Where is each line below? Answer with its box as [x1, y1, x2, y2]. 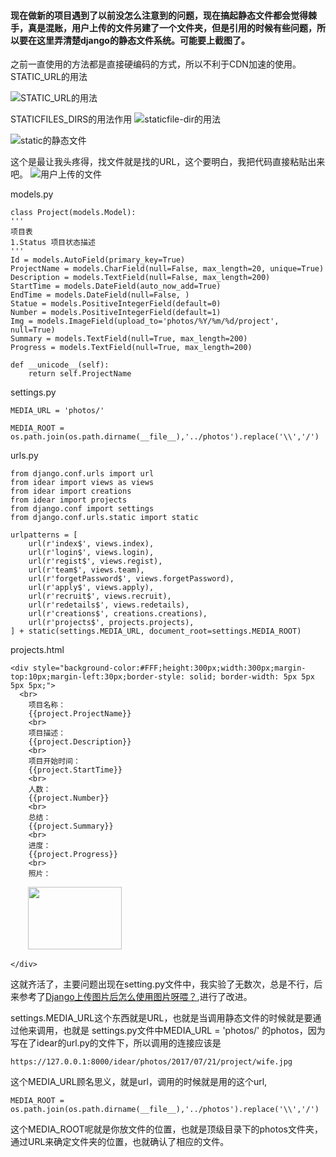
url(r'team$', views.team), [28, 565, 145, 575]
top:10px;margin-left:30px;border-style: [10, 672, 186, 682]
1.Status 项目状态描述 [10, 238, 96, 248]
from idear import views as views [10, 478, 155, 488]
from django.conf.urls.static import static [10, 513, 199, 523]
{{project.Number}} [28, 793, 110, 804]
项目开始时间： [28, 756, 81, 767]
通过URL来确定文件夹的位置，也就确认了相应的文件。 [10, 1136, 230, 1148]
